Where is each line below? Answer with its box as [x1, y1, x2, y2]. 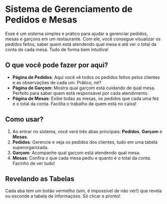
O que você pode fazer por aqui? [5, 61, 109, 69]
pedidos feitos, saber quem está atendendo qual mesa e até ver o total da [5, 41, 157, 47]
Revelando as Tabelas [5, 175, 75, 183]
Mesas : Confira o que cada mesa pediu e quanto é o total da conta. [12, 155, 152, 161]
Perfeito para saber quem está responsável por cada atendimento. [12, 90, 149, 96]
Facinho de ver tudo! [12, 160, 55, 166]
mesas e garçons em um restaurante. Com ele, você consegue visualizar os [5, 36, 161, 42]
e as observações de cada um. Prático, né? [12, 79, 102, 85]
